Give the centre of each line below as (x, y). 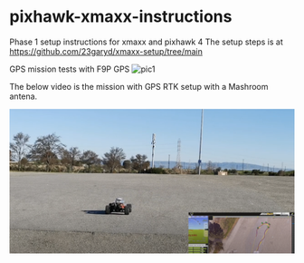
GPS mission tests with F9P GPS (70, 69)
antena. (24, 96)
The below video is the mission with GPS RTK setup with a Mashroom (139, 86)
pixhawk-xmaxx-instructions (121, 17)
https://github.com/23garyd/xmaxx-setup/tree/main (106, 51)
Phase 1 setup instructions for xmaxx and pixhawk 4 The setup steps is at (146, 42)
